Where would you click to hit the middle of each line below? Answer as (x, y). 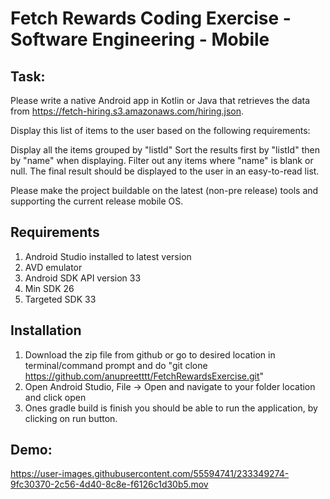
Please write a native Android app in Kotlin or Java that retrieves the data (160, 100)
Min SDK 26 (49, 288)
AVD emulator (53, 267)
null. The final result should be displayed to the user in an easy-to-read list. (165, 171)
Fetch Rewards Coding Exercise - (151, 18)
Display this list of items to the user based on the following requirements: (160, 130)
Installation (46, 330)
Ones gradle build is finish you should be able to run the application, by (171, 408)
